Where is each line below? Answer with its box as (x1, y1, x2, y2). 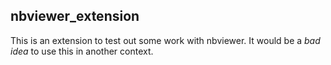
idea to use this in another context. (10, 45, 154, 57)
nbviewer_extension (10, 8, 140, 25)
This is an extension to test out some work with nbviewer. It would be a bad (10, 34, 321, 46)
